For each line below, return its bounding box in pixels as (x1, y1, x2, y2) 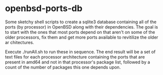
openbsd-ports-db (5, 3, 83, 14)
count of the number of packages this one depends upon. (5, 64, 121, 70)
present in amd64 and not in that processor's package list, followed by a (5, 59, 150, 65)
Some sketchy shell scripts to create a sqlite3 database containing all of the (5, 19, 157, 25)
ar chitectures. (5, 39, 34, 45)
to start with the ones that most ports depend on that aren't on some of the (5, 29, 155, 35)
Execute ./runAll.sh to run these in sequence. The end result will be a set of (5, 49, 156, 55)
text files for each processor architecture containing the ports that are (5, 54, 145, 60)
